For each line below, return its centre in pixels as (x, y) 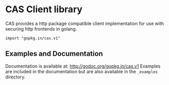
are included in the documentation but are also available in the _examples (82, 71)
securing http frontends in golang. (41, 29)
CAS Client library (44, 9)
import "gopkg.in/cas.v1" (33, 38)
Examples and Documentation (54, 54)
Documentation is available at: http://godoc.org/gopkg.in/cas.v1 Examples (83, 66)
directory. (15, 77)
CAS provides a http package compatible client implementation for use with (85, 23)
